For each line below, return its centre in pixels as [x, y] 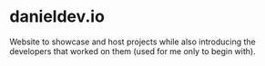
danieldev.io [57, 17]
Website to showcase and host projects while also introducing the [133, 42]
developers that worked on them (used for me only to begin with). [133, 51]
